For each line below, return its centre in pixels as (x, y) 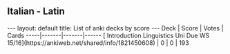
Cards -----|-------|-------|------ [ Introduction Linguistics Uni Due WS (108, 35)
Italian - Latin (36, 11)
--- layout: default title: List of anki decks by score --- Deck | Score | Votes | (115, 28)
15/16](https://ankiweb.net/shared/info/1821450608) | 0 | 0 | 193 (98, 43)
